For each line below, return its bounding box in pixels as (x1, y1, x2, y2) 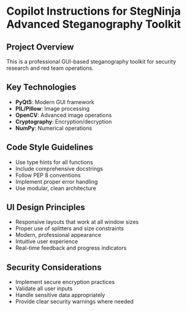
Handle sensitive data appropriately (15, 291, 105, 299)
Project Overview (6, 42, 74, 52)
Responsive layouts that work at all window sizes (15, 219, 139, 226)
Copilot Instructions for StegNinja (6, 4, 181, 18)
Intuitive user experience (15, 238, 78, 245)
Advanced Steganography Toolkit (6, 17, 181, 31)
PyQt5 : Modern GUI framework (15, 98, 95, 105)
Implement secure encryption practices (15, 279, 115, 286)
